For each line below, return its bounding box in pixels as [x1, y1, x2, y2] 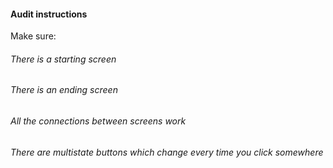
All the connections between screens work [10, 115, 187, 127]
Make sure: [10, 30, 57, 42]
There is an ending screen [10, 84, 118, 96]
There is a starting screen [10, 53, 117, 65]
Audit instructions [10, 8, 88, 20]
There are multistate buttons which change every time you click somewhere [10, 146, 324, 158]
